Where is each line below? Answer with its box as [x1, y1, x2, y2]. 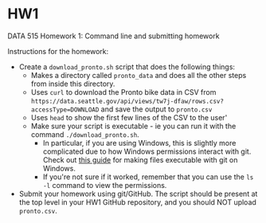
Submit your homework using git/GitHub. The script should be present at [18, 189, 258, 198]
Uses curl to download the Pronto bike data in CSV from [30, 87, 217, 96]
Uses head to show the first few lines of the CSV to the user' [30, 112, 228, 122]
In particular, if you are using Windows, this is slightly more [42, 138, 237, 147]
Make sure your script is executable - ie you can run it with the [30, 121, 237, 131]
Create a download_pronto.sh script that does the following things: [18, 61, 236, 72]
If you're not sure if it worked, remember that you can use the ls [42, 172, 254, 182]
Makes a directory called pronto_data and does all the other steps [30, 70, 247, 80]
